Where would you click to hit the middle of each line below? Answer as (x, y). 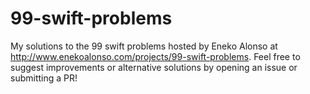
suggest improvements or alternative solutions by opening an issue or (154, 67)
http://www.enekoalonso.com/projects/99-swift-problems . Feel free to (155, 56)
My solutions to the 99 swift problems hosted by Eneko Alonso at (144, 46)
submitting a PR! (44, 78)
